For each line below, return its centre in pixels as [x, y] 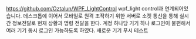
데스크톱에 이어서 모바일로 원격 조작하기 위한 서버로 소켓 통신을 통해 [101, 16]
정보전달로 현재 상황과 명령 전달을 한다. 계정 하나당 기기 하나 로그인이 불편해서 [101, 23]
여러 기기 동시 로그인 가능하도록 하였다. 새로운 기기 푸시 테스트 [77, 30]
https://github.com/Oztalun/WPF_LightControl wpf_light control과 [85, 8]
